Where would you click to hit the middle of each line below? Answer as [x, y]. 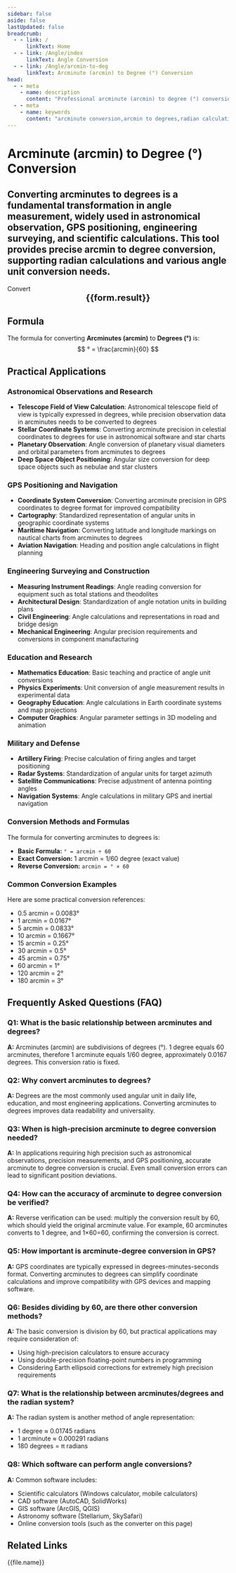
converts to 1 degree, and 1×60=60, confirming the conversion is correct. [113, 1233]
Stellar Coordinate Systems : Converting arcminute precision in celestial [122, 429]
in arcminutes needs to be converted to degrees [87, 422]
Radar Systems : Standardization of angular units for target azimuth [114, 773]
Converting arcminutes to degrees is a [93, 195]
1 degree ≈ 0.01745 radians [57, 1431]
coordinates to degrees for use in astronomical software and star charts [122, 437]
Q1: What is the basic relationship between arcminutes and [110, 1023]
